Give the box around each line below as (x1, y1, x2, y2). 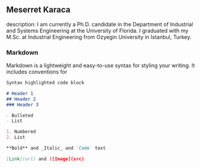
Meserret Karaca (6, 5, 71, 15)
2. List (6, 135, 26, 140)
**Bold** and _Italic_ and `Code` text (6, 145, 106, 151)
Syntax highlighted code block (6, 80, 85, 86)
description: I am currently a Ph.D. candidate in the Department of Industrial (6, 20, 193, 28)
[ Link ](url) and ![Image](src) (6, 155, 85, 162)
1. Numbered (6, 129, 36, 135)
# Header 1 (6, 90, 34, 96)
